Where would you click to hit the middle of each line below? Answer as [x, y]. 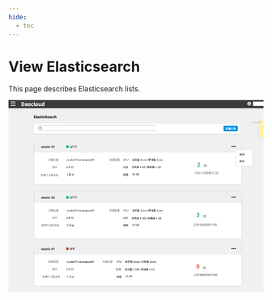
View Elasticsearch [74, 67]
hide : [17, 17]
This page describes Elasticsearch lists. [74, 89]
